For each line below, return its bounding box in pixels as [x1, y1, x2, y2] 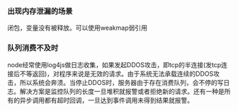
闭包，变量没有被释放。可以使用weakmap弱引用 [7, 23, 147, 33]
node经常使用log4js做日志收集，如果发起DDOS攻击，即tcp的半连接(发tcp [7, 60, 222, 69]
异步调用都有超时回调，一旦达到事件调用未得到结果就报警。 [19, 95, 193, 104]
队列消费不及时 [7, 43, 59, 53]
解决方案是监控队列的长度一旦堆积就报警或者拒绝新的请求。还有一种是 [19, 87, 225, 95]
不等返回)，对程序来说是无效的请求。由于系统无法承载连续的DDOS [19, 69, 214, 78]
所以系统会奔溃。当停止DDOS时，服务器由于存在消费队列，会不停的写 [19, 78, 224, 86]
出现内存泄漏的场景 [7, 6, 73, 16]
